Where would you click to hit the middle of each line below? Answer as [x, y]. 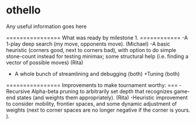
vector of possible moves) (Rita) [45, 62]
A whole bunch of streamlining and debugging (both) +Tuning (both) [97, 74]
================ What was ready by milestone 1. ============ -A [97, 37]
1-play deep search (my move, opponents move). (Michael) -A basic [88, 44]
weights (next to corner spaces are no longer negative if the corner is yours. [98, 110]
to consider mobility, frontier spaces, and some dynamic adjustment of [92, 103]
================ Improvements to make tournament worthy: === [92, 85]
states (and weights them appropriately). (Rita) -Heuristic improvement [102, 98]
